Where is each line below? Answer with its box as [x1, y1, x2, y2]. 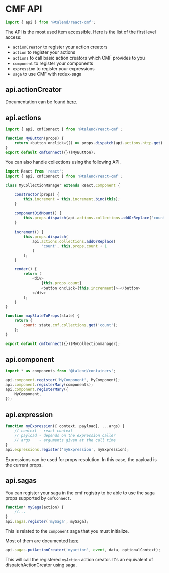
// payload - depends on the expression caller [14, 433, 116, 438]
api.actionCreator [5, 85, 62, 94]
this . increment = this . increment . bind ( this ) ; [23, 197, 121, 202]
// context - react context [14, 428, 73, 434]
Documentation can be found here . [5, 99, 78, 105]
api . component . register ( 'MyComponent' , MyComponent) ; [5, 378, 121, 383]
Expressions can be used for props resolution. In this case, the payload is [5, 456, 157, 462]
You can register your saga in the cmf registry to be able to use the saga [5, 490, 155, 496]
